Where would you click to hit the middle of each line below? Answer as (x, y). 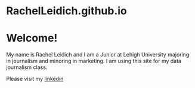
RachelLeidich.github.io (66, 11)
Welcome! (32, 38)
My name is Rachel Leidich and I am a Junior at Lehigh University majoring (98, 55)
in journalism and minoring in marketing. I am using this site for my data (94, 61)
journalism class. (27, 67)
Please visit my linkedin (35, 79)
